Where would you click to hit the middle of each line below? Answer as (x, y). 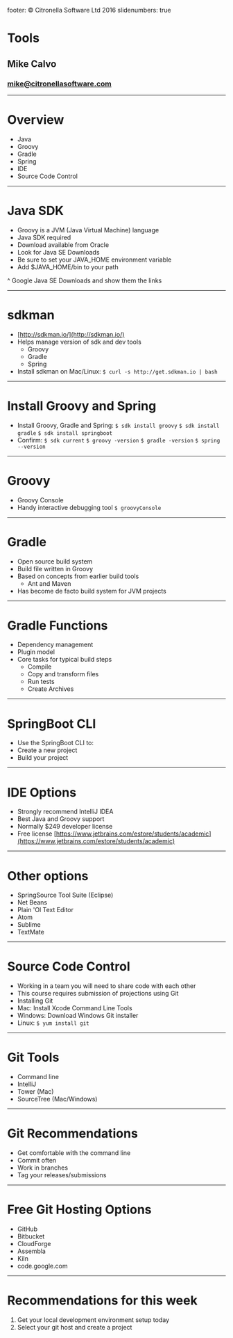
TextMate (31, 932)
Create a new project (47, 750)
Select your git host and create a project (75, 1327)
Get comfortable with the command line (74, 1153)
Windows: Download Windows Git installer (78, 1016)
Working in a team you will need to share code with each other (106, 986)
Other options (48, 876)
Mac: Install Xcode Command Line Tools (75, 1008)
